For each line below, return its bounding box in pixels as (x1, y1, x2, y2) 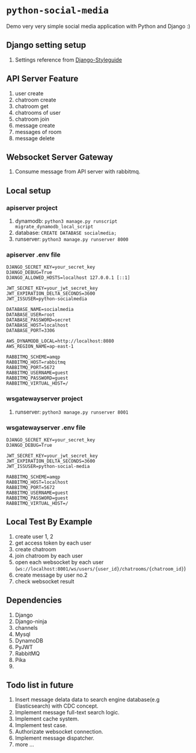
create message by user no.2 (14, 571, 88, 578)
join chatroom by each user (14, 552, 83, 559)
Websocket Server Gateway (6, 152, 113, 162)
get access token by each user (14, 539, 91, 546)
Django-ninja (14, 618, 47, 625)
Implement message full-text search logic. (14, 709, 120, 716)
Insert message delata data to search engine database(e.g (14, 696, 160, 703)
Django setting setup (6, 40, 86, 50)
